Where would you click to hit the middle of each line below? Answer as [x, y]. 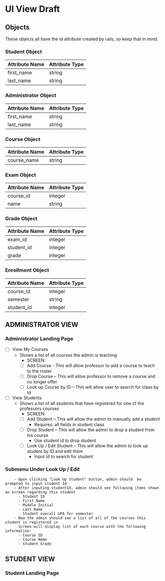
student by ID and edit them [55, 451]
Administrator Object [31, 95]
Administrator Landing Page [39, 339]
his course [37, 435]
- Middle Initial [36, 505]
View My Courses [30, 349]
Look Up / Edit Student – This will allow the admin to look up [87, 445]
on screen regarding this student [41, 493]
